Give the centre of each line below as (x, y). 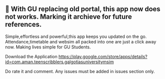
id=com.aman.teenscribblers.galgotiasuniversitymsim (60, 62)
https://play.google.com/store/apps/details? (103, 56)
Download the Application (31, 56)
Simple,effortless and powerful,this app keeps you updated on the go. (76, 36)
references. (23, 24)
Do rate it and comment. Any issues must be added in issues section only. (80, 71)
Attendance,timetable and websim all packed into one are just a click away (81, 41)
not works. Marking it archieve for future (68, 17)
